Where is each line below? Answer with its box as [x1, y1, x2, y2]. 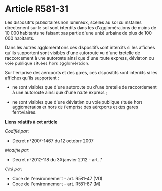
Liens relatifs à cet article [5, 119, 58, 125]
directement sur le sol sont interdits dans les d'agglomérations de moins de [5, 24, 157, 30]
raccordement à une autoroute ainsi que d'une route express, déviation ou [5, 55, 154, 61]
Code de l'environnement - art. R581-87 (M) [12, 181, 101, 187]
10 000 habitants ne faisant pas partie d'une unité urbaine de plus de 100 [5, 30, 152, 36]
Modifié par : [5, 147, 30, 153]
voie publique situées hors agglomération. [5, 60, 90, 66]
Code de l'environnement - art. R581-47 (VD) [12, 175, 103, 181]
